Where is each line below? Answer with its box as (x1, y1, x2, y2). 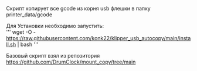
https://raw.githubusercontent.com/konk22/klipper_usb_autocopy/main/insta (6, 35, 191, 41)
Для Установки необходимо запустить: (6, 23, 104, 29)
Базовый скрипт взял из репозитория (6, 52, 100, 59)
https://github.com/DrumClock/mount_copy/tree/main (6, 58, 136, 65)
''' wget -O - (6, 29, 36, 35)
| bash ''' (17, 41, 39, 48)
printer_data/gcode (6, 11, 53, 18)
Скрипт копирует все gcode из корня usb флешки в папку (6, 5, 151, 12)
